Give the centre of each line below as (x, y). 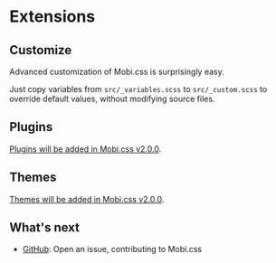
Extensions (52, 17)
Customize (41, 50)
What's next (44, 228)
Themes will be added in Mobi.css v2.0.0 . (87, 199)
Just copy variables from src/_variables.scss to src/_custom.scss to (138, 89)
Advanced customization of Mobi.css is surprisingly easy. (117, 71)
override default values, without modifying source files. (112, 99)
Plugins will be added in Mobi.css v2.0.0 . (86, 149)
